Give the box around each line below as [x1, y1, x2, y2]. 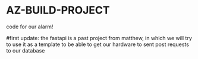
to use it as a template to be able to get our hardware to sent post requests [6, 41, 189, 48]
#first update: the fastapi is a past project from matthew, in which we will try [6, 34, 192, 41]
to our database [6, 47, 45, 54]
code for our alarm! [6, 23, 54, 30]
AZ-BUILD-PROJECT [6, 4, 110, 17]
